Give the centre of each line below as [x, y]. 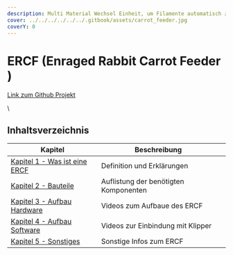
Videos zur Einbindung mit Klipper [156, 226]
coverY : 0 [21, 26]
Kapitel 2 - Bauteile [42, 186]
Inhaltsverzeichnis [48, 130]
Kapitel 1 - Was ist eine [49, 162]
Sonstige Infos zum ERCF [142, 242]
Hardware [27, 211]
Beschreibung [158, 150]
